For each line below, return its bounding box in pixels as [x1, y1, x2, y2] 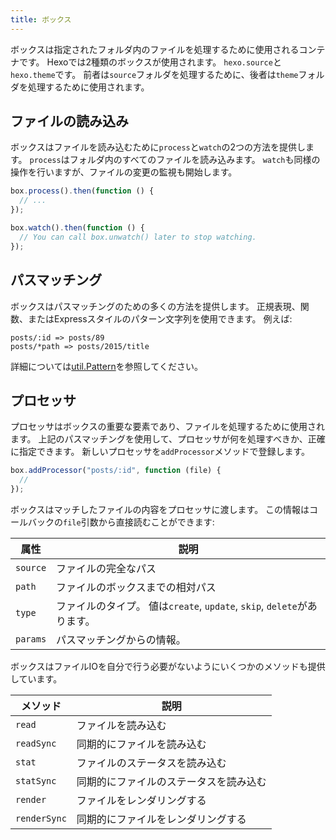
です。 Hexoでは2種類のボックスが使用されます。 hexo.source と [18, 56, 282, 68]
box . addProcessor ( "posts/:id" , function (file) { [10, 466, 222, 476]
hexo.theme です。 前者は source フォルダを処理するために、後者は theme [10, 68, 299, 80]
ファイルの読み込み [10, 113, 129, 130]
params [15, 633, 47, 645]
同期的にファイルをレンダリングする [76, 812, 247, 826]
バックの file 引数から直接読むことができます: [27, 516, 215, 528]
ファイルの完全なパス [56, 561, 157, 575]
